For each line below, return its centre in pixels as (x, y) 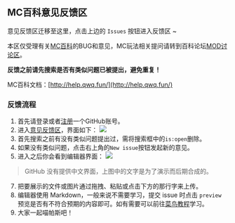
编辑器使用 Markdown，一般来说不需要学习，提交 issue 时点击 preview (120, 195)
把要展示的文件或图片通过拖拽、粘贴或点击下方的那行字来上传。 (109, 186)
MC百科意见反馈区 (47, 13)
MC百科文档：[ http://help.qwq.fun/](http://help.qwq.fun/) (90, 84)
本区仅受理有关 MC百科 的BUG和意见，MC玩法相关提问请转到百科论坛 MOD (114, 46)
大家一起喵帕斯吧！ (45, 212)
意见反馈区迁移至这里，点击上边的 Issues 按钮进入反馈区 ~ (92, 31)
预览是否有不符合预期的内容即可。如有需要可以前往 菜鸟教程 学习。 (113, 204)
